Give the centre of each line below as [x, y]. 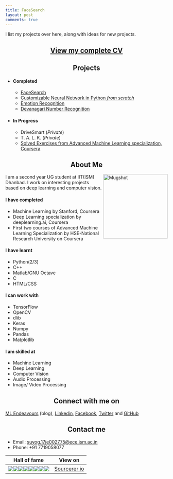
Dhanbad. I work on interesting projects [47, 183]
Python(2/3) [25, 262]
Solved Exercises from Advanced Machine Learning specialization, [91, 143]
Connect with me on [86, 401]
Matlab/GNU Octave [34, 273]
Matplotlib [23, 340]
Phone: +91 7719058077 [38, 447]
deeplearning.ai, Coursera [40, 222]
